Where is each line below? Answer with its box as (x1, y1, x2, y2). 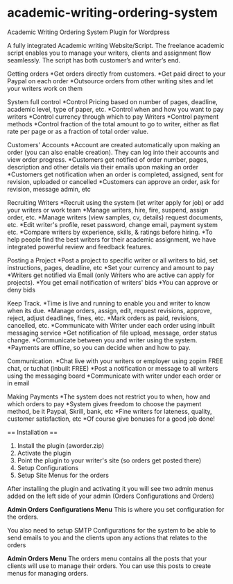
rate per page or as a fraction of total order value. (7, 127, 149, 135)
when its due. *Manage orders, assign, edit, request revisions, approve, (7, 306, 213, 315)
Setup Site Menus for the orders (17, 471, 110, 479)
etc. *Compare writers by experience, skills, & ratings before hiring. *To (7, 228, 213, 236)
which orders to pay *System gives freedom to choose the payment (7, 399, 202, 408)
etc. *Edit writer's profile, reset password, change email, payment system (7, 220, 218, 228)
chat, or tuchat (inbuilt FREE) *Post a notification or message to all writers (7, 364, 218, 372)
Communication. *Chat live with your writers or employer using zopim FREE (7, 356, 223, 365)
